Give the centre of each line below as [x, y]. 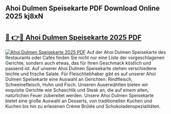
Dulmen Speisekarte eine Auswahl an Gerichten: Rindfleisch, [69, 79]
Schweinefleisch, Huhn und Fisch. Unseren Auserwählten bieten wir [77, 84]
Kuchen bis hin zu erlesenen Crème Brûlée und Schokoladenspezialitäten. [83, 106]
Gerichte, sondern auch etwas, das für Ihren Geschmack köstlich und [78, 63]
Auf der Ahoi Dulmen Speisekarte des [126, 52]
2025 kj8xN [24, 17]
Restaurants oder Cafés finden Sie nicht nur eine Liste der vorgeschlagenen [85, 58]
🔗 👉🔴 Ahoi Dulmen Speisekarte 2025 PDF [74, 37]
